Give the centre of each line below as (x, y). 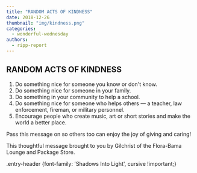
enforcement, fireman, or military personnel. (70, 109)
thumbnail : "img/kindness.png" (45, 23)
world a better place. (41, 122)
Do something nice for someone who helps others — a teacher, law (98, 103)
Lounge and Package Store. (41, 152)
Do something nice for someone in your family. (73, 90)
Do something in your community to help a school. (77, 97)
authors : (17, 40)
